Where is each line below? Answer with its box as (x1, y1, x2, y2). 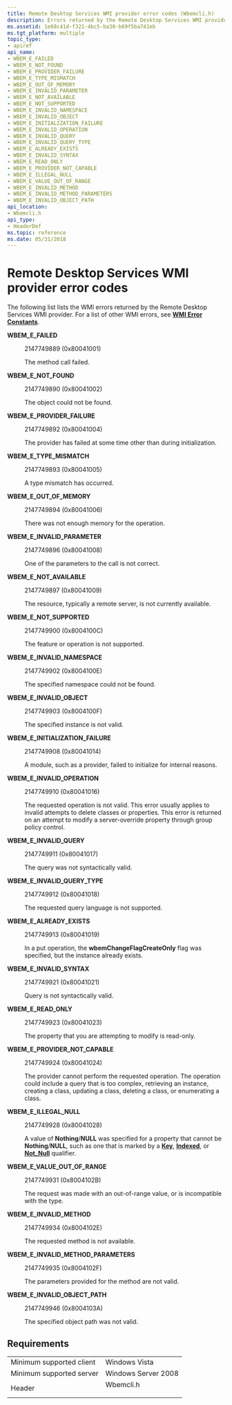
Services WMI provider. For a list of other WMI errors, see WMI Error (7, 310, 202, 319)
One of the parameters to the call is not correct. (24, 559, 160, 568)
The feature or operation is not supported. (24, 640, 144, 648)
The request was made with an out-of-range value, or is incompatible (24, 1190, 222, 1198)
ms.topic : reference (7, 229, 67, 236)
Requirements (7, 1338, 69, 1350)
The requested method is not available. (24, 1237, 136, 1246)
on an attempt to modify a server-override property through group (24, 815, 213, 824)
